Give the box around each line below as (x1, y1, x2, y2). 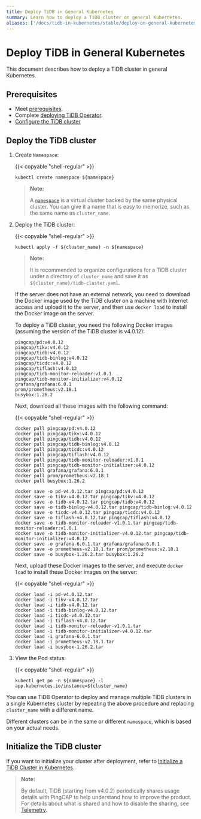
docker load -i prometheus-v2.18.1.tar (14, 639, 115, 645)
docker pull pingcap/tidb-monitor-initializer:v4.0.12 (14, 462, 155, 468)
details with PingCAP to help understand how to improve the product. (20, 793, 191, 800)
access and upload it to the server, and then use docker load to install (14, 303, 187, 311)
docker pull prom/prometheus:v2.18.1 (14, 472, 109, 478)
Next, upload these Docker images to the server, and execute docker (14, 562, 184, 569)
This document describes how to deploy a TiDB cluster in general (6, 65, 167, 73)
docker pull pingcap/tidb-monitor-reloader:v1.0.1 (14, 457, 144, 463)
